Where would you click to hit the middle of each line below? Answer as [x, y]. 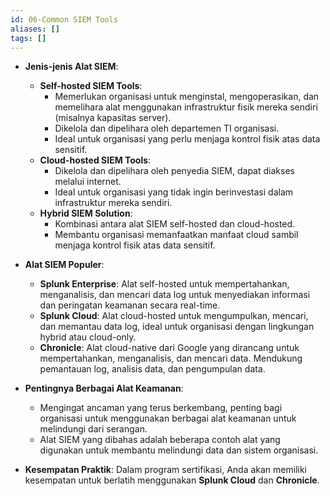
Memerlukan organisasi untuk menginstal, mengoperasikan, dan [187, 97]
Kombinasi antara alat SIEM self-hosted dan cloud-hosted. [175, 224]
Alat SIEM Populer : [64, 265]
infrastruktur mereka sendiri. [113, 203]
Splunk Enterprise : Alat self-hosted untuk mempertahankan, [164, 284]
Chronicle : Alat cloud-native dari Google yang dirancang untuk [169, 348]
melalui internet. [88, 182]
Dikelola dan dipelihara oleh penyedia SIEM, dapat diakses [174, 171]
